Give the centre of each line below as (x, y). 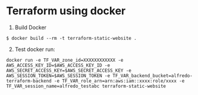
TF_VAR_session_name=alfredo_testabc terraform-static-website (86, 86)
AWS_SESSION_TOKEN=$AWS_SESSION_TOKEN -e (58, 75)
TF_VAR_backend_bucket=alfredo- (153, 75)
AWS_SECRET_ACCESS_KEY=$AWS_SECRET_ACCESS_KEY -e (69, 70)
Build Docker (30, 27)
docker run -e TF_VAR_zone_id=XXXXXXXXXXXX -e (65, 60)
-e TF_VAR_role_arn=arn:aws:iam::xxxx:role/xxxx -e (119, 81)
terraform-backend (29, 81)
